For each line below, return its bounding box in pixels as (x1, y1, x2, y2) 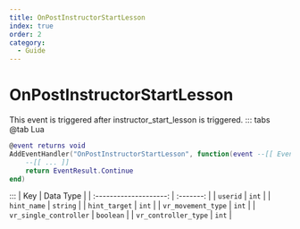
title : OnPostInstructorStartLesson (9, 13, 146, 22)
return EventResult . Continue (25, 166, 134, 175)
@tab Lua (9, 124, 45, 135)
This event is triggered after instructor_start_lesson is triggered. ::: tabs (9, 114, 271, 125)
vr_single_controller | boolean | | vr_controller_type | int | (9, 209, 232, 220)
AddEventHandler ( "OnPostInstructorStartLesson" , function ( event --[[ (9, 149, 274, 158)
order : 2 (9, 30, 42, 38)
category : (9, 38, 46, 47)
